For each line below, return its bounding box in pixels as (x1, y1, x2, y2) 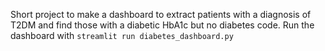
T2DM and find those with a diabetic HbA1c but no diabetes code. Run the (10, 19, 315, 31)
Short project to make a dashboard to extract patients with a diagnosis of (10, 9, 312, 20)
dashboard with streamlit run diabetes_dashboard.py (10, 30, 234, 41)
